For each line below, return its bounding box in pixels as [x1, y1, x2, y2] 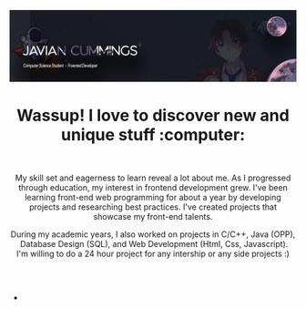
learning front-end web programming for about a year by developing [24, 191, 282, 202]
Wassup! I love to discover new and [16, 106, 290, 126]
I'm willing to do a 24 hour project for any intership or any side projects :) [16, 248, 290, 259]
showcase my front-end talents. [93, 211, 213, 221]
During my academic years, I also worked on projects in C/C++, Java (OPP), [10, 229, 296, 240]
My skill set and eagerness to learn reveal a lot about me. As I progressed [15, 172, 291, 183]
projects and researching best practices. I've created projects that [28, 201, 278, 212]
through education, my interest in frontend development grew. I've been [17, 181, 289, 192]
